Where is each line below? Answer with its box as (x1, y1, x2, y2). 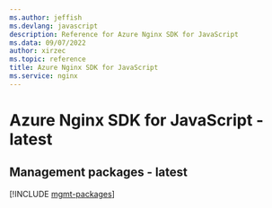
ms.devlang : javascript (9, 22, 99, 30)
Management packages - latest (9, 165, 189, 180)
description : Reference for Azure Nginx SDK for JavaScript (9, 30, 240, 39)
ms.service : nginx (9, 72, 78, 81)
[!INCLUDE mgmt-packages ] (9, 188, 115, 199)
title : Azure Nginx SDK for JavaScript (9, 64, 159, 73)
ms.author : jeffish (9, 13, 83, 22)
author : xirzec (9, 47, 66, 56)
